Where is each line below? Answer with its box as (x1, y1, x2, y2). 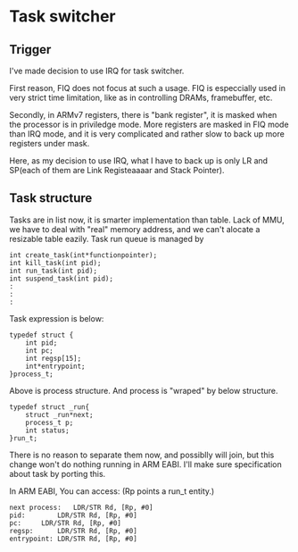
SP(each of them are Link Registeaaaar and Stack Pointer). (9, 165, 225, 175)
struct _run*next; (25, 410, 94, 419)
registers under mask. (9, 138, 90, 148)
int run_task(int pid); (9, 266, 98, 275)
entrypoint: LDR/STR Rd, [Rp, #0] (9, 534, 138, 543)
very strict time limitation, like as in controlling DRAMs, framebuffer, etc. (9, 92, 273, 103)
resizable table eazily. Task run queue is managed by (9, 233, 204, 244)
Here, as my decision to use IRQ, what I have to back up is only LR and (9, 155, 269, 166)
